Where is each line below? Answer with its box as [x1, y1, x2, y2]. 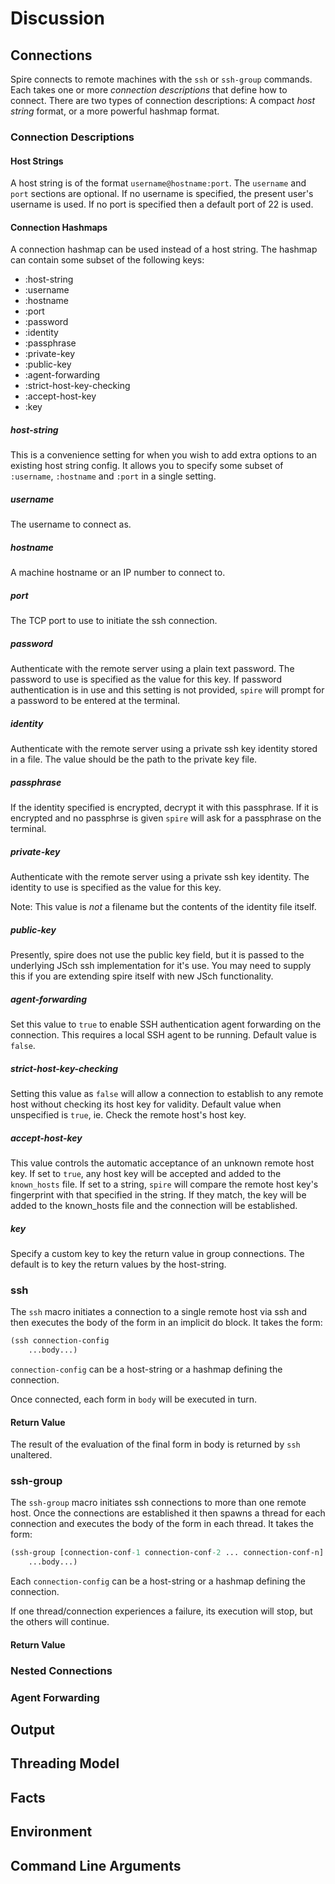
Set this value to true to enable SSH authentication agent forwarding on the [10, 1018, 322, 1031]
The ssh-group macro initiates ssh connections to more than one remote [10, 1497, 307, 1509]
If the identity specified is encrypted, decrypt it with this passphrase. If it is [10, 802, 319, 814]
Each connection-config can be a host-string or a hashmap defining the [10, 1575, 306, 1587]
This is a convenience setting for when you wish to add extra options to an [10, 449, 317, 461]
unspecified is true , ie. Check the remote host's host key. [10, 1108, 247, 1121]
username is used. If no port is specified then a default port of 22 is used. [10, 198, 314, 211]
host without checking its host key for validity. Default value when [10, 1098, 282, 1110]
